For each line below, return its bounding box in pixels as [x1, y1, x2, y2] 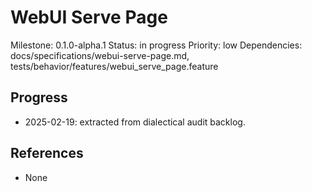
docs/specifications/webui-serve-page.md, [10, 49, 190, 61]
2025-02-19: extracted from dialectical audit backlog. [24, 116, 246, 128]
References [10, 145, 84, 162]
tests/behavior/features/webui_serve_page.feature [10, 60, 219, 72]
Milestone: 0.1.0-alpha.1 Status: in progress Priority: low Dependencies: [10, 39, 303, 51]
